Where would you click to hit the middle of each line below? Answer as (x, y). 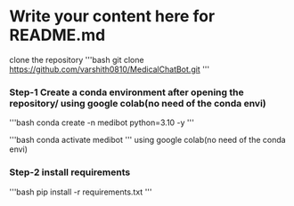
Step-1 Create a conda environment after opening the (127, 92)
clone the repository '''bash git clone (77, 59)
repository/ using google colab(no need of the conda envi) (138, 103)
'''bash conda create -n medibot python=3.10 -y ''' (102, 123)
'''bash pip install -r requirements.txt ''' (81, 192)
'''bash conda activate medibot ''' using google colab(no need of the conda (148, 140)
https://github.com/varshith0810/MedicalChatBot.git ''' (110, 69)
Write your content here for (112, 16)
